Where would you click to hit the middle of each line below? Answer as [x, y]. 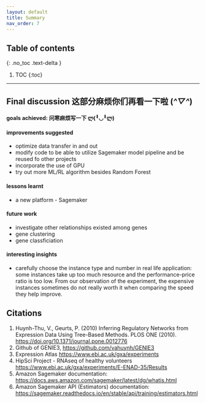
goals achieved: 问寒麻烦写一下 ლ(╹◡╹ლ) [60, 118]
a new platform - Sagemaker [51, 200]
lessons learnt [25, 186]
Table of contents [40, 48]
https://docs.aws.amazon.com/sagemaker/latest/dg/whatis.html [96, 380]
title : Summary [26, 18]
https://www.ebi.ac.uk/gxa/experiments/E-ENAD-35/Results [91, 367]
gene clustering [35, 234]
